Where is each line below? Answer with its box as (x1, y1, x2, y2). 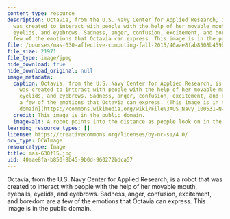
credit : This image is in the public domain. (13, 112, 146, 118)
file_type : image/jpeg (7, 55, 72, 62)
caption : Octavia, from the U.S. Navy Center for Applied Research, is (13, 80, 222, 87)
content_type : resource (7, 10, 75, 17)
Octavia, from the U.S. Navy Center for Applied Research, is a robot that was (7, 175, 222, 183)
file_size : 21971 (7, 49, 57, 55)
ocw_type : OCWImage (7, 138, 63, 144)
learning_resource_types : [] (7, 125, 90, 131)
